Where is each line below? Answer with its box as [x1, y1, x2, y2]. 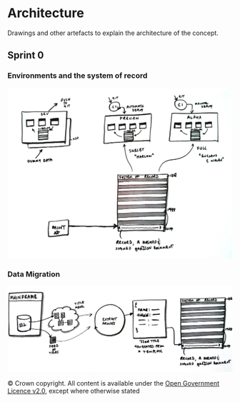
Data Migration [7, 269, 61, 279]
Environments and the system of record [7, 71, 148, 81]
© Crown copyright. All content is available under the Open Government [7, 378, 220, 387]
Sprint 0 [7, 49, 44, 61]
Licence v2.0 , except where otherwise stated [7, 386, 141, 395]
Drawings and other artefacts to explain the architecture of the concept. [7, 29, 219, 37]
